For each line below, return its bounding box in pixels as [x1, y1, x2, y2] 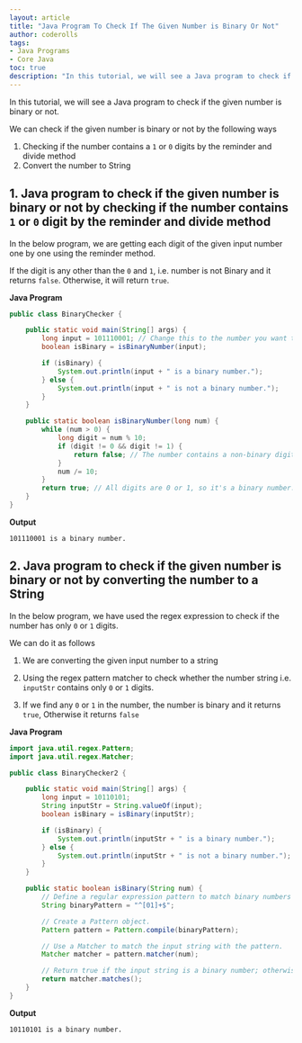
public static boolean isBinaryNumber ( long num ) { [25, 417, 219, 426]
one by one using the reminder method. [9, 247, 155, 258]
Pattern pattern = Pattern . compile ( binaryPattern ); [41, 925, 240, 934]
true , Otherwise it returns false [22, 708, 139, 720]
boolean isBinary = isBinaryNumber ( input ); [41, 343, 207, 352]
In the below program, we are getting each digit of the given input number [9, 238, 283, 248]
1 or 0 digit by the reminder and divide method [9, 214, 271, 229]
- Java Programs [9, 47, 70, 56]
